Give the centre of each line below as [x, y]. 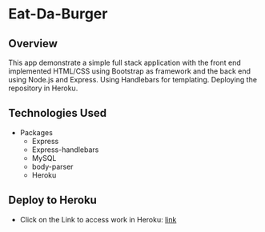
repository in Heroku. [43, 88]
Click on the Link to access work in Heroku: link [98, 219]
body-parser [52, 166]
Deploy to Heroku [53, 200]
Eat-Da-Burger [58, 14]
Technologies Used [57, 113]
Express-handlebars [65, 150]
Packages [36, 132]
